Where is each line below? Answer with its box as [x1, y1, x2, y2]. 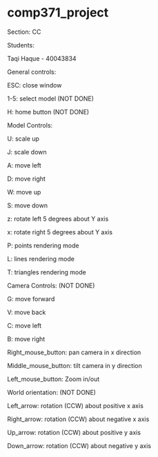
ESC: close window [7, 81, 62, 89]
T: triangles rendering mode [7, 267, 86, 276]
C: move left [7, 321, 42, 329]
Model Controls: [7, 121, 53, 129]
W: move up [7, 187, 41, 196]
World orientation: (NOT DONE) [7, 388, 97, 396]
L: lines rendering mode [7, 254, 75, 263]
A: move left [7, 161, 41, 170]
